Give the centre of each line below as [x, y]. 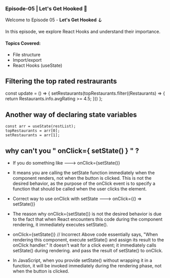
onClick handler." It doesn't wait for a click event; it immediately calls [84, 245]
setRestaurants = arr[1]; [32, 135]
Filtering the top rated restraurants [61, 81]
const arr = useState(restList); [41, 127]
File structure [26, 54]
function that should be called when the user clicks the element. [80, 189]
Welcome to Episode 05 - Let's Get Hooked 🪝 [54, 20]
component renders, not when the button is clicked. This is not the [82, 178]
